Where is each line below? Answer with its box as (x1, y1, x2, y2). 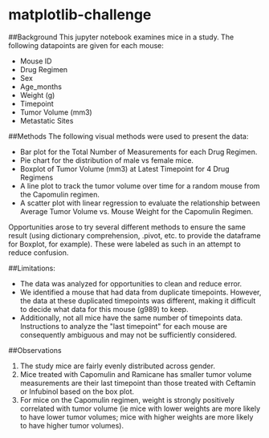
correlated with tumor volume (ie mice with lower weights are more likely (19, 404, 261, 413)
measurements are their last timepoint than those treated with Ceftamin (19, 378, 256, 387)
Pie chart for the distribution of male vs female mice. (19, 155, 194, 165)
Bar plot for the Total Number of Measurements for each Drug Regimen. (19, 147, 258, 156)
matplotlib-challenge (8, 6, 152, 24)
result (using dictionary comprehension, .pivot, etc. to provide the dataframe (8, 230, 261, 240)
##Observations (8, 345, 62, 355)
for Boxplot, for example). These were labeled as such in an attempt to (8, 239, 241, 249)
